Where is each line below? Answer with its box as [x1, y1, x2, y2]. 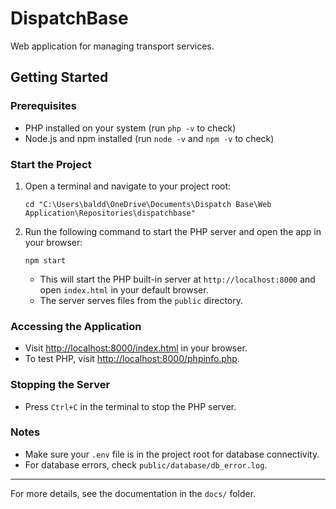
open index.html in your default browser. [39, 283, 209, 296]
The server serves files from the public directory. [39, 294, 244, 306]
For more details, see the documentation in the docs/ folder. [10, 487, 257, 499]
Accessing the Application [10, 319, 142, 333]
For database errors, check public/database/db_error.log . [24, 458, 268, 471]
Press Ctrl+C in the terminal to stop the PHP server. [24, 400, 237, 412]
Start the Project [10, 157, 92, 171]
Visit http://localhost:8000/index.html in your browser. [24, 342, 248, 354]
